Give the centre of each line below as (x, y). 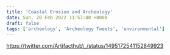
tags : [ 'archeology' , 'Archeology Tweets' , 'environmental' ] (86, 29)
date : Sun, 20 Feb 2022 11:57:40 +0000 (57, 18)
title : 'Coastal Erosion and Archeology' (60, 12)
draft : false (23, 23)
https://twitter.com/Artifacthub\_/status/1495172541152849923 (85, 46)
